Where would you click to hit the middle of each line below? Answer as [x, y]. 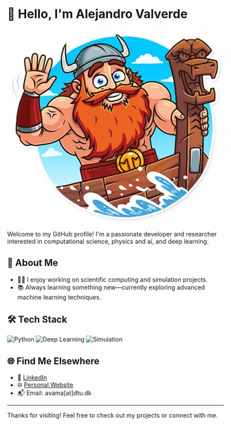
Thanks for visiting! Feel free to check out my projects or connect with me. [113, 416]
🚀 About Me [33, 263]
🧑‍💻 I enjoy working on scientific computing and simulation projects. [112, 279]
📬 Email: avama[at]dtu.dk [54, 393]
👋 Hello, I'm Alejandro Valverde [97, 14]
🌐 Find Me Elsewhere [53, 361]
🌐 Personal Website [45, 385]
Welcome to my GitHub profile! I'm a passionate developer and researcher [112, 234]
